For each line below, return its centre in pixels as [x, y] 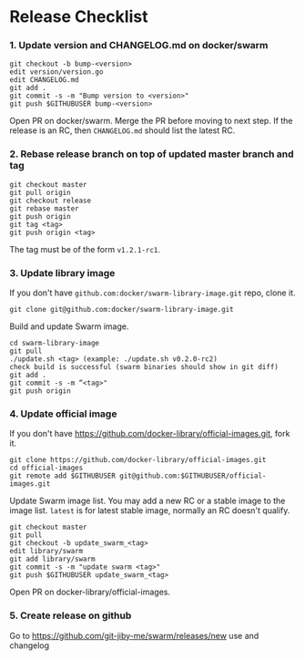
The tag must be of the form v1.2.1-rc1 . [85, 249]
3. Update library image [62, 273]
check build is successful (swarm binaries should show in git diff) [144, 367]
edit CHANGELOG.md [44, 80]
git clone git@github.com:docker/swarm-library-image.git [122, 310]
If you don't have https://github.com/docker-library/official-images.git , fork [150, 434]
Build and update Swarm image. [69, 326]
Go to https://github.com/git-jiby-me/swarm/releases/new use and [134, 635]
